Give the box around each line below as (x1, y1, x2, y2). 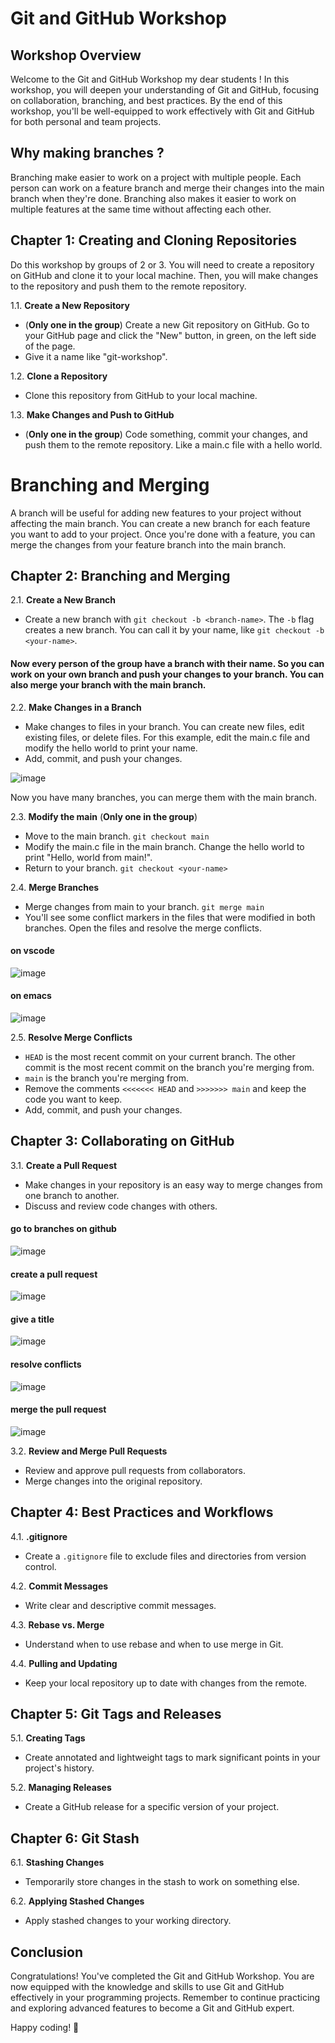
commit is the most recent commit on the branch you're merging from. (24, 1061, 315, 1073)
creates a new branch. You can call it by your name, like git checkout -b (24, 624, 325, 636)
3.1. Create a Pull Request (10, 1159, 118, 1171)
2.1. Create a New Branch (10, 594, 117, 606)
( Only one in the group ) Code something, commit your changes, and (24, 428, 308, 440)
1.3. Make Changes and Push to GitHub (10, 408, 175, 421)
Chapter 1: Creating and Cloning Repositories (10, 232, 298, 249)
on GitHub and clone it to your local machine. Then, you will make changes (10, 269, 319, 281)
